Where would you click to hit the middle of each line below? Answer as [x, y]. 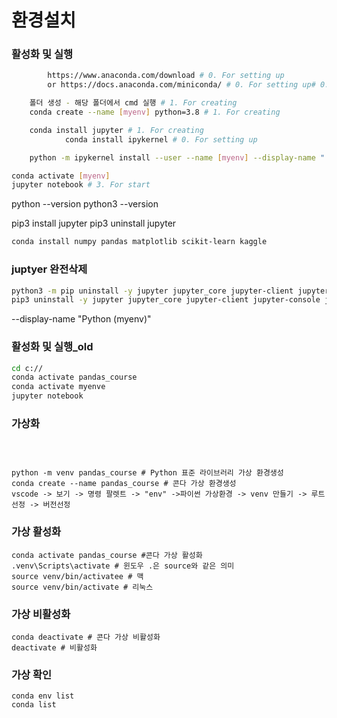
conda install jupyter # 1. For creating [116, 130]
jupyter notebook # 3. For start [81, 185]
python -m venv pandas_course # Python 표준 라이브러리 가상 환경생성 [147, 473]
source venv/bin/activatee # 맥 [77, 576]
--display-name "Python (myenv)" [81, 319]
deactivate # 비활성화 [54, 647]
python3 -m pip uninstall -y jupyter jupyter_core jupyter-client [152, 291]
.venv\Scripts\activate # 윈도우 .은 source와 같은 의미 [123, 566]
